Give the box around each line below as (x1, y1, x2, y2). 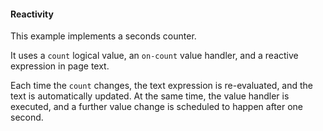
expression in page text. (10, 60, 110, 72)
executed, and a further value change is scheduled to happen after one (10, 101, 304, 113)
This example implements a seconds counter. (10, 30, 197, 42)
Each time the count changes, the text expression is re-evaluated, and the (10, 80, 314, 92)
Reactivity (10, 8, 54, 20)
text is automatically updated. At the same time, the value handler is (10, 90, 290, 102)
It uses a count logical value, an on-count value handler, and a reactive (10, 50, 299, 62)
